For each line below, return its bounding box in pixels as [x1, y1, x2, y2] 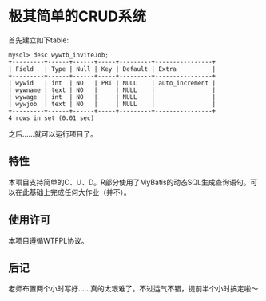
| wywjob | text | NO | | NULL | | [8, 100, 216, 108]
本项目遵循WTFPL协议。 [8, 236, 89, 245]
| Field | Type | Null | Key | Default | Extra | [8, 65, 216, 73]
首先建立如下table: [8, 35, 69, 45]
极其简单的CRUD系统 [8, 7, 146, 26]
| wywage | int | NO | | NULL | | [8, 93, 216, 101]
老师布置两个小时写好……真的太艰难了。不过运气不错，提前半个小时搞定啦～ [8, 284, 259, 294]
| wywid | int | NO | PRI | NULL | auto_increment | [8, 79, 216, 87]
